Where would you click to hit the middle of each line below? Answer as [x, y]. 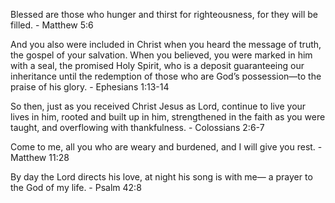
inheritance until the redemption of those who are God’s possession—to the [166, 76]
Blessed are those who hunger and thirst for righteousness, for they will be [164, 14]
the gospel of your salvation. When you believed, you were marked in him [161, 55]
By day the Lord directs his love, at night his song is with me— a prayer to [161, 177]
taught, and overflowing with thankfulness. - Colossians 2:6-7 [137, 127]
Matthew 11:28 [40, 157]
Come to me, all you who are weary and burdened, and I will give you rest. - [166, 147]
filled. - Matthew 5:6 [52, 25]
